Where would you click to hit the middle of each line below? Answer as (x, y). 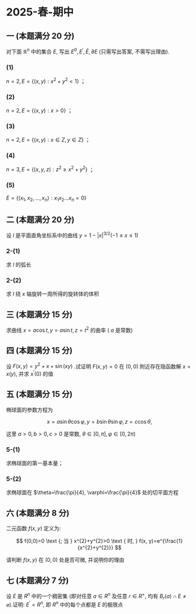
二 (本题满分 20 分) (41, 220)
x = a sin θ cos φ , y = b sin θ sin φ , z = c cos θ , (99, 421)
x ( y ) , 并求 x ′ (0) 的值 (30, 373)
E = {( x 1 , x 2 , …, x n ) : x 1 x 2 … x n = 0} (46, 199)
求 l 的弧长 (19, 265)
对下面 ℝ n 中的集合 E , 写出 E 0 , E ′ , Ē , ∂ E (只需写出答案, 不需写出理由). (88, 51)
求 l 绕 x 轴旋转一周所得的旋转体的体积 (53, 294)
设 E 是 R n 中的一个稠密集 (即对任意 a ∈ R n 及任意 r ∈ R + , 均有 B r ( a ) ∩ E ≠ (96, 596)
